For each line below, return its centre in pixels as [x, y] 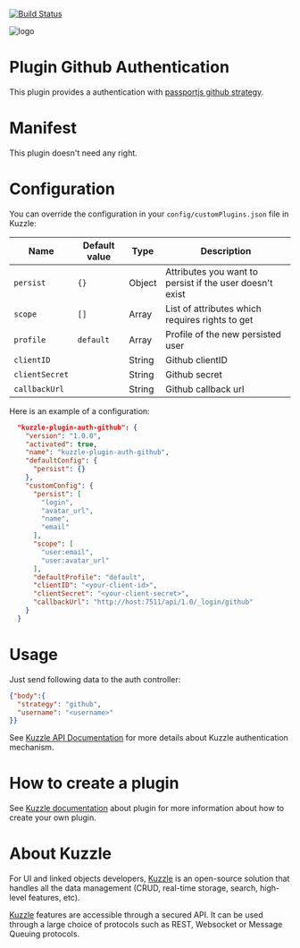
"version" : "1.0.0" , [63, 436]
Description [226, 250]
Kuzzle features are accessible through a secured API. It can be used [136, 915]
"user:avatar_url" [75, 560]
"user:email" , [67, 552]
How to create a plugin [94, 783]
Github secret [194, 374]
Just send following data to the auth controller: [95, 679]
